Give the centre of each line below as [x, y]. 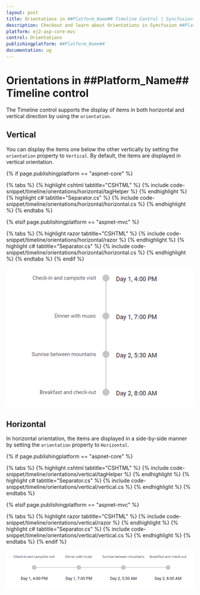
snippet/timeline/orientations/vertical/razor [59, 523]
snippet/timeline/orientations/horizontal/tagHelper [68, 191]
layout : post [22, 13]
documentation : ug [29, 51]
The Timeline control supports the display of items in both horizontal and [95, 110]
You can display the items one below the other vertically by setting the [92, 149]
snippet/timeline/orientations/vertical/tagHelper [65, 475]
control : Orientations [34, 38]
